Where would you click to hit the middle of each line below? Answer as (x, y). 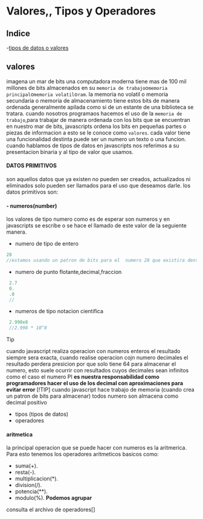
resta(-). (25, 473)
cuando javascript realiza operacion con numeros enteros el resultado (93, 351)
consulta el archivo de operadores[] (51, 510)
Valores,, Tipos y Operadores (81, 11)
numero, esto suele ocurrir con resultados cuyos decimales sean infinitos (98, 371)
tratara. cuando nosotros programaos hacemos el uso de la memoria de (94, 113)
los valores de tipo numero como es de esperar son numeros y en (88, 219)
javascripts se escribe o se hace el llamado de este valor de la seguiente (97, 226)
